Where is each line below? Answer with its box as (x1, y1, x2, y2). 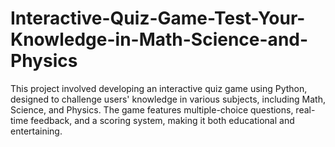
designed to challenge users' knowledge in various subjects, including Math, (10, 93, 326, 105)
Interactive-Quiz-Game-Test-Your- (10, 7, 306, 30)
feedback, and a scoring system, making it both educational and (30, 114, 295, 126)
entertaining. (10, 125, 63, 137)
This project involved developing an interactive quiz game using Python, (10, 82, 308, 94)
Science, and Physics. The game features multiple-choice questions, (10, 103, 294, 116)
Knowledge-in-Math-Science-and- (10, 28, 309, 51)
